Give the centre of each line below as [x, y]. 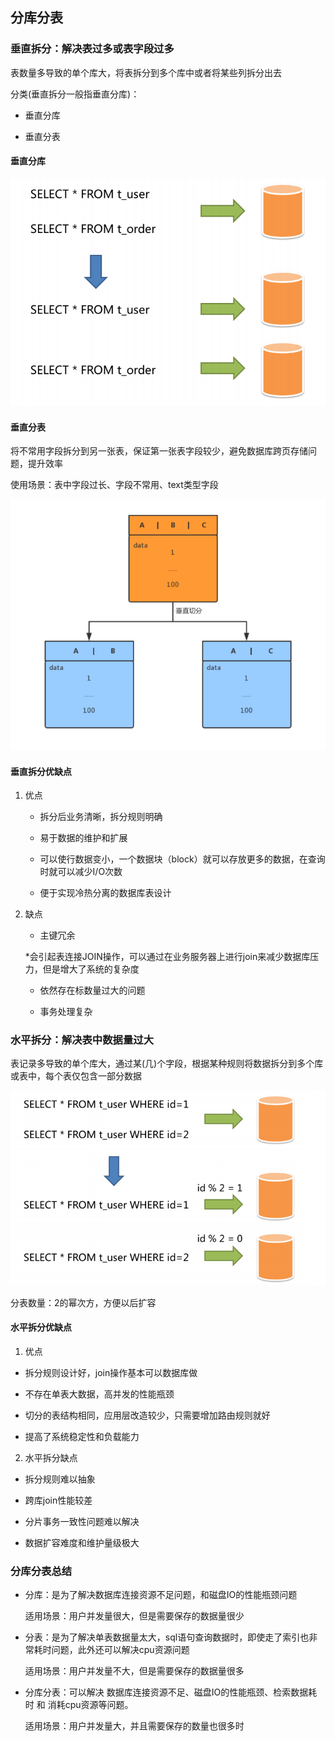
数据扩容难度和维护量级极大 [82, 1542]
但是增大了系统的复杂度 [91, 969]
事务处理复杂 [66, 1012]
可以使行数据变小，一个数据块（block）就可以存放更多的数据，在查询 [182, 859]
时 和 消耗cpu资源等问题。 [79, 1705]
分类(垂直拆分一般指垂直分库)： [75, 94]
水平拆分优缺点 [41, 1327]
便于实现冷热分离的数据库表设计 [105, 893]
